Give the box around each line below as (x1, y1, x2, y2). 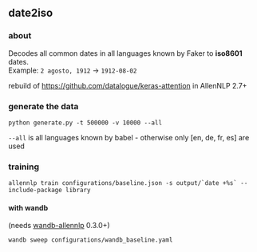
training (8, 161, 40, 172)
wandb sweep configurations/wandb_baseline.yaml (8, 236, 173, 244)
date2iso (8, 6, 53, 20)
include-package (8, 187, 62, 195)
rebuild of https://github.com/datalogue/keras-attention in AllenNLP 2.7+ (8, 81, 247, 90)
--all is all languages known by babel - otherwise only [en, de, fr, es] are (8, 132, 250, 142)
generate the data (8, 100, 79, 112)
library (65, 187, 91, 195)
